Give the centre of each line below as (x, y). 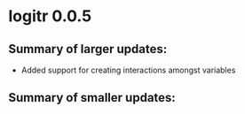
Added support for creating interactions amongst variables (128, 70)
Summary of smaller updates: (92, 98)
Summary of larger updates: (88, 49)
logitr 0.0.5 (50, 16)
